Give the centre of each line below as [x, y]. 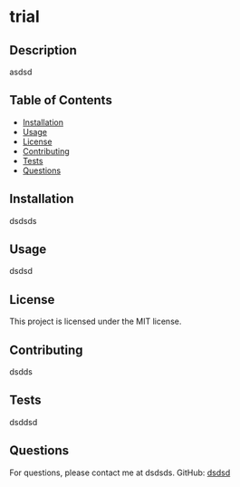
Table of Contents [61, 100]
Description [43, 50]
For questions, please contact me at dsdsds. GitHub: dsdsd [120, 472]
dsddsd [24, 422]
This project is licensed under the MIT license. [96, 321]
